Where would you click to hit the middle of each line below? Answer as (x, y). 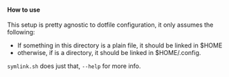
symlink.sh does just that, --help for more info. (74, 66)
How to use (24, 10)
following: (21, 32)
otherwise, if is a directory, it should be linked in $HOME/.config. (109, 53)
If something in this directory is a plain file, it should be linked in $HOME (120, 45)
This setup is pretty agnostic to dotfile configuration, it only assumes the (110, 25)
